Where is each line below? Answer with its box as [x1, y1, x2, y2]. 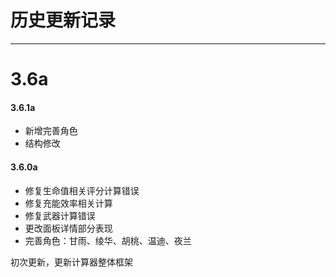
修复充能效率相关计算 [24, 197, 113, 209]
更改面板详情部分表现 [24, 222, 113, 234]
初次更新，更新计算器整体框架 [10, 256, 133, 268]
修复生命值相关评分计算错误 [24, 184, 140, 196]
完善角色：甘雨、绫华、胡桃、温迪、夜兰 [24, 234, 192, 246]
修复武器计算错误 [24, 209, 96, 221]
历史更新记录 [10, 9, 117, 32]
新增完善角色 [24, 125, 78, 137]
